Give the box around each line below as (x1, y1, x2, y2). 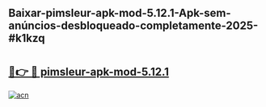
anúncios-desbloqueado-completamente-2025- (8, 19, 259, 33)
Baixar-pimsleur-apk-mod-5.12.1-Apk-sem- (8, 6, 232, 20)
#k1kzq (8, 31, 45, 45)
